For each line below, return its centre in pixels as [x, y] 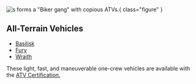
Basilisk [25, 44]
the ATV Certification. [34, 75]
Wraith [24, 56]
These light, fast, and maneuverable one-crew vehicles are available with [98, 68]
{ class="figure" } [141, 10]
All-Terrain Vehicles [45, 29]
